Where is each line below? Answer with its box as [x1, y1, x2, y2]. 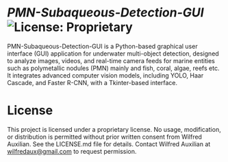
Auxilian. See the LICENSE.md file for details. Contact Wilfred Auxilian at [7, 139, 211, 148]
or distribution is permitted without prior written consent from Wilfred [7, 132, 202, 141]
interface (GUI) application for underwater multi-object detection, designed [7, 49, 219, 58]
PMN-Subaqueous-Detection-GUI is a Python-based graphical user [7, 42, 198, 50]
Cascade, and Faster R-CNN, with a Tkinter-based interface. [7, 78, 178, 86]
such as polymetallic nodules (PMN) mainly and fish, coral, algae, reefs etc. [7, 64, 220, 72]
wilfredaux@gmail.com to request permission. [7, 147, 137, 155]
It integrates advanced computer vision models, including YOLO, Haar [7, 71, 204, 80]
